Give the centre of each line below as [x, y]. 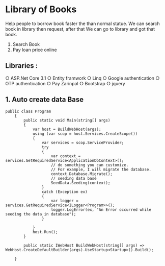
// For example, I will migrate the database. [101, 170]
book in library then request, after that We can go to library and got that [80, 29]
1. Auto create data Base [45, 100]
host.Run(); [45, 232]
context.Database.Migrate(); [82, 174]
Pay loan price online [35, 50]
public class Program [28, 111]
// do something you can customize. [90, 165]
